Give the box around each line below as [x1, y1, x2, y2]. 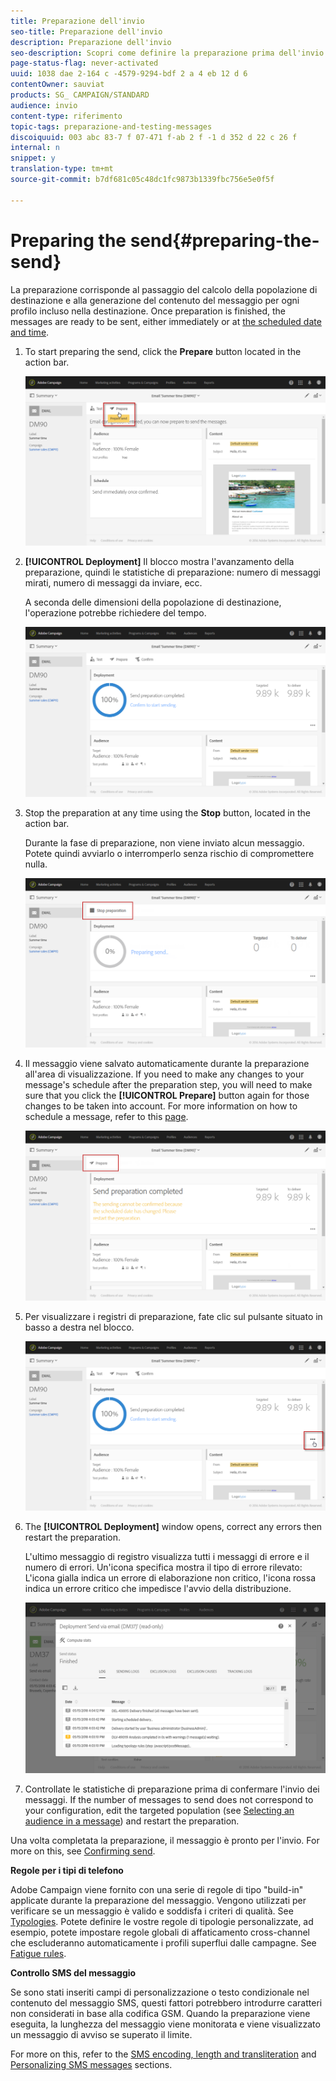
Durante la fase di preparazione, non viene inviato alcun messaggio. [24, 836, 305, 849]
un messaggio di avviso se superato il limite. [10, 2029, 193, 2041]
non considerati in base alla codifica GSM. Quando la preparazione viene [10, 2008, 311, 2020]
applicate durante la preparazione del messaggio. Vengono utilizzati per [10, 1895, 307, 1907]
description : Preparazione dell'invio [10, 37, 172, 47]
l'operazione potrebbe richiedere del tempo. [24, 607, 207, 619]
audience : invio [10, 100, 78, 110]
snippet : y [10, 153, 56, 164]
